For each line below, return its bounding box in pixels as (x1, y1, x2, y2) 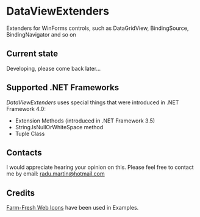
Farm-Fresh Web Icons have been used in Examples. (6, 204, 139, 212)
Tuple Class (15, 130, 45, 137)
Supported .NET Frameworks (6, 82, 120, 93)
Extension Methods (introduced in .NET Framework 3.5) (15, 117, 155, 124)
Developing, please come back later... (6, 65, 101, 72)
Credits (6, 188, 35, 198)
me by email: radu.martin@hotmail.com (6, 170, 105, 177)
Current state (6, 49, 59, 59)
